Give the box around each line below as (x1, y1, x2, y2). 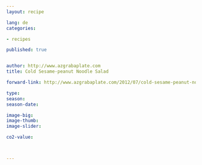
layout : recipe (6, 8, 44, 15)
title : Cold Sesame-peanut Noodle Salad (6, 68, 109, 75)
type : (6, 90, 20, 96)
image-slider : (6, 124, 42, 130)
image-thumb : (6, 118, 39, 124)
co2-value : (6, 134, 34, 140)
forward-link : (6, 79, 42, 85)
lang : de (6, 19, 28, 26)
